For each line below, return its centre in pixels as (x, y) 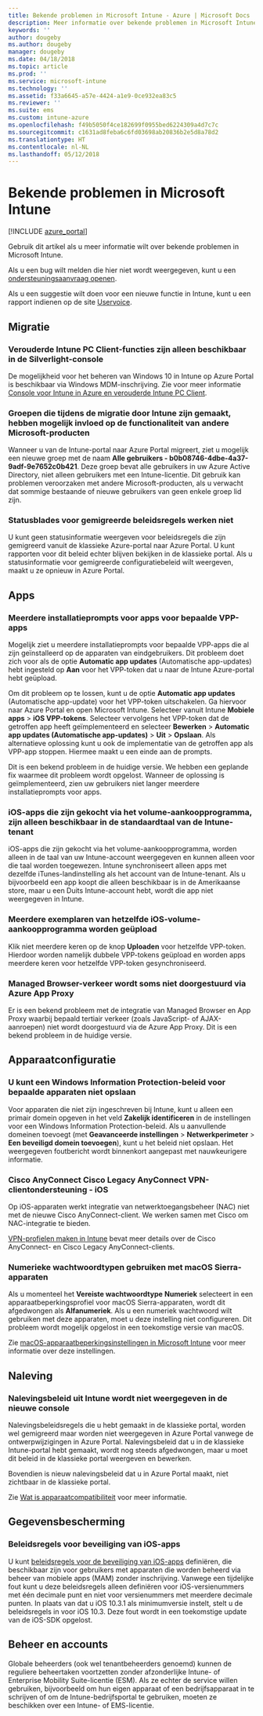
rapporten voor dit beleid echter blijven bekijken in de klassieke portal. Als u (130, 554)
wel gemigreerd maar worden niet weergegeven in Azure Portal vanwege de (131, 1433)
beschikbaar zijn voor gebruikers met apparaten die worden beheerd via (124, 1570)
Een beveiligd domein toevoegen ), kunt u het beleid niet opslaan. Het (121, 1143)
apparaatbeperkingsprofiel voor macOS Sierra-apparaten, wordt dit (117, 1303)
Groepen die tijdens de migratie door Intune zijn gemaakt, (119, 413)
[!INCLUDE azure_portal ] (48, 232)
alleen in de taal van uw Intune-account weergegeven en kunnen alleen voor (131, 858)
